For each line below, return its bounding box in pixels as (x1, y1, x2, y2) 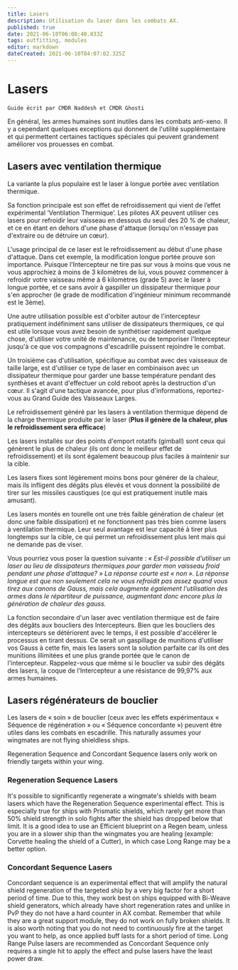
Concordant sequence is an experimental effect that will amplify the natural (7, 879, 227, 887)
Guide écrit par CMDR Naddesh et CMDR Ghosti (7, 104, 144, 111)
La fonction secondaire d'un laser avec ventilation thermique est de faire (7, 613, 220, 621)
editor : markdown (7, 44, 59, 51)
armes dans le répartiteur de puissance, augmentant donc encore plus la (7, 591, 222, 600)
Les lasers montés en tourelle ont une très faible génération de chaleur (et (7, 509, 224, 518)
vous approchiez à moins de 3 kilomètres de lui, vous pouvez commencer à (7, 267, 229, 276)
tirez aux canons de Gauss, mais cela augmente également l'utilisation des (7, 584, 228, 593)
